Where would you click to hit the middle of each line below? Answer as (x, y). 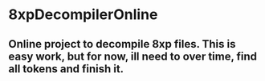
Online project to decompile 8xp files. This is (122, 44)
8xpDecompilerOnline (83, 15)
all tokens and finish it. (66, 69)
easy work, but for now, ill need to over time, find (133, 56)
